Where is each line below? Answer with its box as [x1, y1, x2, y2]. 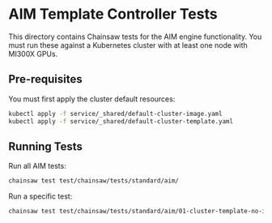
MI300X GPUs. [8, 49, 58, 58]
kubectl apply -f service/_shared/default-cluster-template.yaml [8, 117, 233, 126]
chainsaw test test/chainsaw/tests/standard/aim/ [8, 177, 180, 185]
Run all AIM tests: [8, 161, 66, 171]
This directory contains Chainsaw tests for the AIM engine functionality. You [8, 32, 262, 41]
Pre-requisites [8, 72, 83, 86]
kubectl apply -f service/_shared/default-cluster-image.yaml [8, 109, 223, 118]
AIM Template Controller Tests [8, 5, 218, 24]
